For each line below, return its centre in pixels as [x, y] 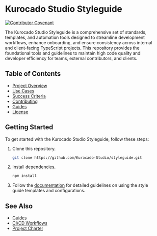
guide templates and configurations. [49, 191]
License [20, 112]
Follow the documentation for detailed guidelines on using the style [80, 185]
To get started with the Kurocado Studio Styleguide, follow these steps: [77, 139]
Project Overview [30, 86]
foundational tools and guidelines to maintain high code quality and [73, 53]
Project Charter [27, 228]
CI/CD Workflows [30, 223]
